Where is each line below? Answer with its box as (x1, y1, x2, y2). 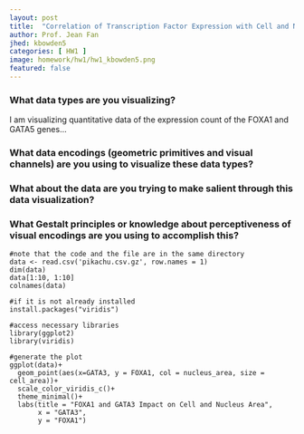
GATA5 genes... (9, 124, 68, 135)
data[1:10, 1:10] (9, 274, 75, 283)
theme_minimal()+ (17, 392, 83, 401)
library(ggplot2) (9, 329, 75, 338)
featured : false (9, 64, 71, 73)
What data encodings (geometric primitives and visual (9, 147, 253, 159)
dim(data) (9, 265, 47, 275)
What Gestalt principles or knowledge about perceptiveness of (9, 217, 291, 230)
